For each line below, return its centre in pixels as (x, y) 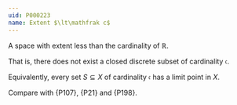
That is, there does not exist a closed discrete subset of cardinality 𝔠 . (119, 61)
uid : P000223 (29, 15)
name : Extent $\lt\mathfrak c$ (59, 23)
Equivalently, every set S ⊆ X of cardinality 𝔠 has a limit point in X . (114, 77)
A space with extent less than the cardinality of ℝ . (88, 45)
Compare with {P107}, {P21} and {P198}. (73, 92)
